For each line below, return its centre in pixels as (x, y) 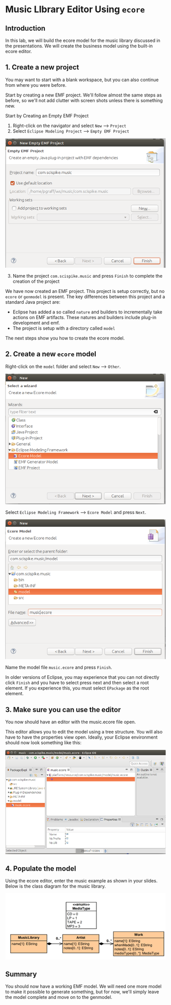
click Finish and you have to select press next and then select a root (77, 683)
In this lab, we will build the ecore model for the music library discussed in (83, 40)
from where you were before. (36, 85)
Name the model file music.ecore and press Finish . (59, 668)
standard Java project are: (33, 302)
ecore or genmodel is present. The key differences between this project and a (85, 297)
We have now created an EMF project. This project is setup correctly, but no (85, 291)
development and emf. (36, 323)
